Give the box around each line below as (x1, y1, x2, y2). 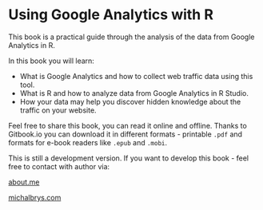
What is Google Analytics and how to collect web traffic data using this (19, 71, 253, 81)
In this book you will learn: (8, 56, 94, 65)
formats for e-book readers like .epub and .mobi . (8, 137, 168, 147)
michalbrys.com (8, 192, 62, 202)
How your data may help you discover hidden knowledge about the (19, 97, 241, 106)
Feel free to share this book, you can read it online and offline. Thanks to (8, 121, 248, 130)
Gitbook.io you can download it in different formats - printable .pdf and (8, 129, 242, 139)
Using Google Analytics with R (8, 6, 214, 24)
